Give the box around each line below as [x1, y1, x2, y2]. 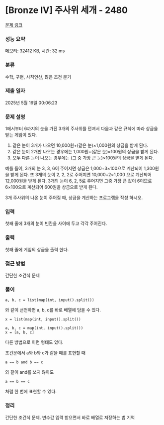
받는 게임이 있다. [5, 132, 37, 138]
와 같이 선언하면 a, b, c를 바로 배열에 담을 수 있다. [5, 307, 101, 313]
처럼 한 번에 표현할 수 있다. [5, 389, 57, 395]
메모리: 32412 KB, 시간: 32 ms [5, 48, 65, 54]
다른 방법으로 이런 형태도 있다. [5, 339, 64, 345]
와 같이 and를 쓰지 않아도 [5, 369, 54, 375]
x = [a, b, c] [5, 330, 35, 335]
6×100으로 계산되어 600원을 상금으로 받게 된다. [5, 184, 98, 190]
